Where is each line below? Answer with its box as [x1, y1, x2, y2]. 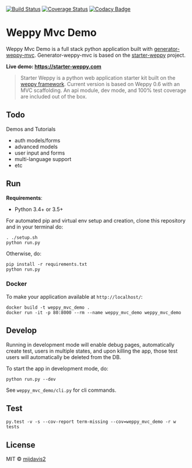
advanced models [14, 143, 58, 150]
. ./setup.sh [6, 234, 38, 240]
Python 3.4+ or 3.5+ [14, 206, 64, 213]
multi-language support [14, 155, 72, 162]
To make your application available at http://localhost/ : [6, 293, 143, 300]
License [6, 440, 36, 450]
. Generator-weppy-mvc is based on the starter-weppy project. [34, 52, 186, 59]
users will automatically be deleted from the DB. [6, 353, 121, 360]
